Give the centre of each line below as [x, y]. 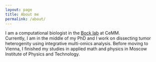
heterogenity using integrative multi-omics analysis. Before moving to [77, 44]
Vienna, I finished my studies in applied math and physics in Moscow [76, 49]
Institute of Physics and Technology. [42, 54]
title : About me [22, 14]
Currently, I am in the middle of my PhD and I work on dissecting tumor [78, 38]
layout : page [19, 10]
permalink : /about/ [25, 19]
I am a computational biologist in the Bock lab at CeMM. [63, 33]
